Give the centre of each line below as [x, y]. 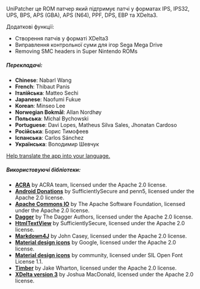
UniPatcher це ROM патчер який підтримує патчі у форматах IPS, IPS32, [98, 9]
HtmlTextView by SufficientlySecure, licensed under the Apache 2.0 [100, 223]
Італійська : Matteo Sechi [47, 93]
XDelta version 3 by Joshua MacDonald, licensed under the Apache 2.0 [104, 274]
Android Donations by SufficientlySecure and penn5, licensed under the [105, 191]
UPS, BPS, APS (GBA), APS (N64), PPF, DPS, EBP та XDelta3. [82, 15]
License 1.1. [29, 261]
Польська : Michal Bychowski [52, 118]
